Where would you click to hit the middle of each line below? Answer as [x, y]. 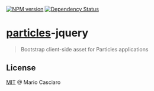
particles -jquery [47, 33]
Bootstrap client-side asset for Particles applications [84, 49]
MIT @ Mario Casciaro [33, 82]
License [21, 68]
